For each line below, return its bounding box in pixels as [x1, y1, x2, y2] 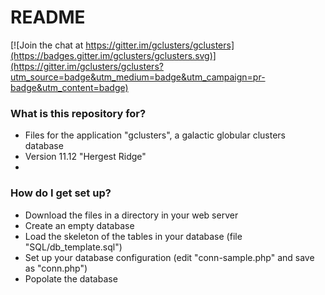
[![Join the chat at [10, 39, 84, 51]
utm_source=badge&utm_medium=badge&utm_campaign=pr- [10, 71, 266, 83]
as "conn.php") [24, 262, 88, 274]
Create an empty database [24, 219, 135, 231]
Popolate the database [24, 272, 118, 285]
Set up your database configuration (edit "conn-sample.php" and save [24, 251, 315, 263]
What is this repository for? [10, 106, 147, 120]
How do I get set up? [10, 186, 112, 200]
